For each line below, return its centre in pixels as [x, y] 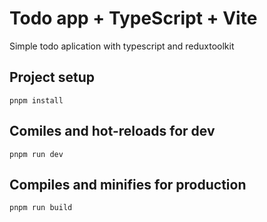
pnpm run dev [36, 154]
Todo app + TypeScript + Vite [133, 18]
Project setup [52, 77]
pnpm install [36, 100]
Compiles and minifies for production [128, 184]
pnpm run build [41, 208]
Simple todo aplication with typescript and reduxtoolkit [122, 46]
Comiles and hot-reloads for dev [112, 131]
